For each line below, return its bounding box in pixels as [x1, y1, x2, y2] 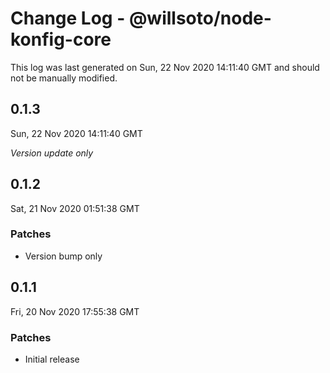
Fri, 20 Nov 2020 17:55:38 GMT [10, 305, 140, 317]
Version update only [10, 147, 94, 159]
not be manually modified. [10, 72, 118, 84]
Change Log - [10, 7, 126, 30]
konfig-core [10, 28, 112, 51]
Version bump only [24, 250, 103, 262]
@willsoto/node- [128, 7, 272, 30]
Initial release [24, 353, 80, 365]
